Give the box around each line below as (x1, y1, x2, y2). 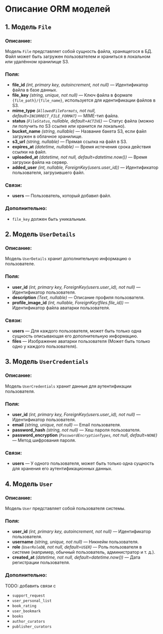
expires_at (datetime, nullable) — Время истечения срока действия (12, 144, 151, 150)
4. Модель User (5, 480, 53, 488)
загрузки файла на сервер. (12, 159, 68, 165)
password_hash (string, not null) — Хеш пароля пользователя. (12, 427, 141, 433)
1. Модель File (5, 23, 52, 31)
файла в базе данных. (12, 87, 57, 93)
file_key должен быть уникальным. (12, 216, 87, 222)
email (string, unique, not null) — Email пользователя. (12, 422, 121, 428)
